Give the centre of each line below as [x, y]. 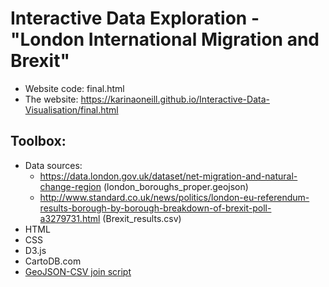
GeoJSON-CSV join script [78, 271]
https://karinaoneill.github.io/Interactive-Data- [175, 99]
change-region [70, 186]
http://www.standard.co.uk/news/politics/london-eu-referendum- [174, 197]
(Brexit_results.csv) [142, 218]
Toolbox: [38, 141]
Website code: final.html [74, 88]
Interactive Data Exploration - [135, 18]
